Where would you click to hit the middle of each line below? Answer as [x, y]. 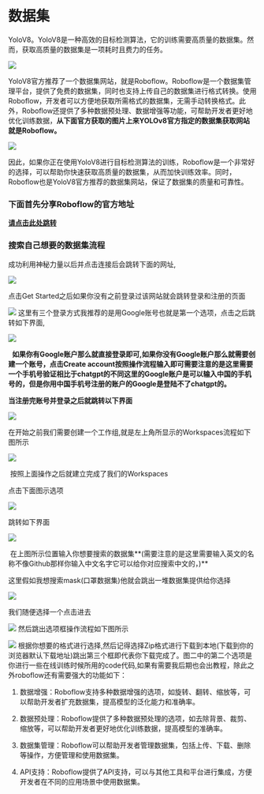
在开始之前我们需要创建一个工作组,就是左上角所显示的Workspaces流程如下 [130, 432]
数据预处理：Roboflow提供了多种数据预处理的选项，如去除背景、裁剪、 [135, 718]
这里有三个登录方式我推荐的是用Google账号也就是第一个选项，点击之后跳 [137, 312]
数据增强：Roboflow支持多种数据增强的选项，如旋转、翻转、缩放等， [132, 691]
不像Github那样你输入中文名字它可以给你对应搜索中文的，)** [112, 563]
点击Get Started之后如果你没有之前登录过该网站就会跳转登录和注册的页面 [127, 295]
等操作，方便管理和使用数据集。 [71, 754]
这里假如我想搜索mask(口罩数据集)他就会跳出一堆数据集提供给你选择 [119, 580]
